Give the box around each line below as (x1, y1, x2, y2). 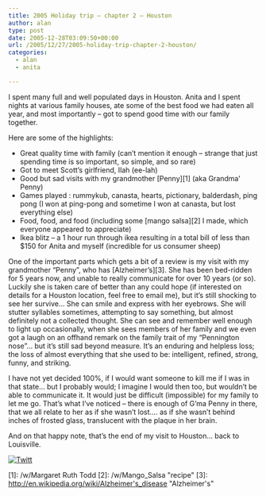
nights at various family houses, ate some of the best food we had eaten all (8, 100, 254, 110)
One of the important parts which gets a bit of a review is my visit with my (8, 256, 249, 266)
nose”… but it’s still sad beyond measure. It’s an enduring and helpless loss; (8, 341, 255, 351)
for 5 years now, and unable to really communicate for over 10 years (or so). (8, 273, 256, 283)
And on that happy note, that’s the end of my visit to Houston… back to (8, 431, 240, 440)
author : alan (8, 19, 52, 27)
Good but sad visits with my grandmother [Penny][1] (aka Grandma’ (19, 173, 241, 183)
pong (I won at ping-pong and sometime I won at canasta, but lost (19, 199, 236, 208)
